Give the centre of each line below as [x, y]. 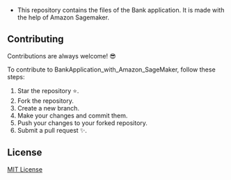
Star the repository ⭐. [48, 90]
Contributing [35, 39]
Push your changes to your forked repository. [82, 123]
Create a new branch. [48, 108]
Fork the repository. [46, 101]
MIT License [25, 169]
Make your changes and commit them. [72, 115]
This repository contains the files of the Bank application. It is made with [121, 10]
